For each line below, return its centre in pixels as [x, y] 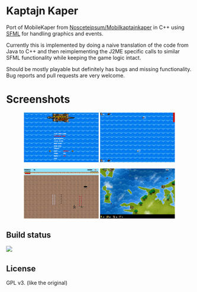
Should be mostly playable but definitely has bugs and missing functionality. [99, 69]
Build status [29, 235]
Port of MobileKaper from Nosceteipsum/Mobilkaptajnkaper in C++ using [95, 27]
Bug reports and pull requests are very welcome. [66, 75]
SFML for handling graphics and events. [55, 33]
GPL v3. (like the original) [37, 283]
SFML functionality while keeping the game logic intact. [74, 57]
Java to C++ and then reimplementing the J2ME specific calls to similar [93, 51]
